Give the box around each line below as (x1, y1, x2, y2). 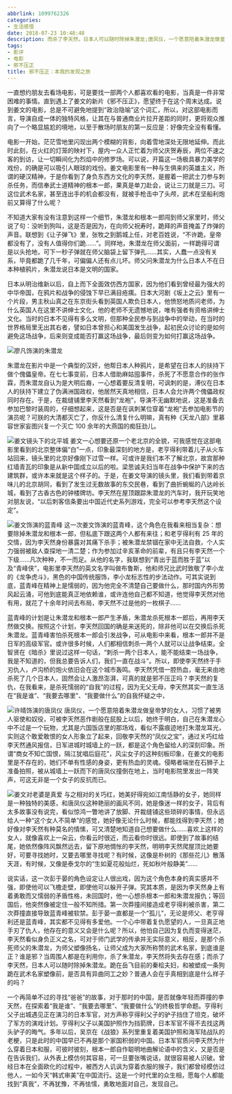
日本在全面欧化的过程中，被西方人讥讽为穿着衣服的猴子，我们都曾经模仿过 (12, 1062, 225, 1070)
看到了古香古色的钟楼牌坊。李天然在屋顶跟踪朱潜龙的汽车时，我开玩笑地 (19, 488, 225, 496)
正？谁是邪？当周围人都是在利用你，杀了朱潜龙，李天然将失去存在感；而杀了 (7, 952, 225, 960)
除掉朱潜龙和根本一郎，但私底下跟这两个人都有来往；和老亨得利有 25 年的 (12, 529, 224, 537)
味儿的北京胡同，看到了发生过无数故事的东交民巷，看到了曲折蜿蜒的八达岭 (7, 480, 219, 488)
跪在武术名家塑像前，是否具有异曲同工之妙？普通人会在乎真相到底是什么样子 (7, 969, 225, 978)
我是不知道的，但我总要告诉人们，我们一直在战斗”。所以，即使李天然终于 (7, 657, 216, 665)
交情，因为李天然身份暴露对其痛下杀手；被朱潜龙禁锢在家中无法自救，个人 (7, 538, 219, 546)
